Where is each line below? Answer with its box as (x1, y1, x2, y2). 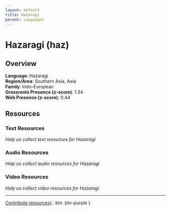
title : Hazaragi (5, 12, 40, 17)
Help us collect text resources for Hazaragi (5, 136, 96, 143)
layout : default (5, 7, 40, 13)
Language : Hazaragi (5, 73, 48, 79)
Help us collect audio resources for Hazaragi (5, 160, 100, 167)
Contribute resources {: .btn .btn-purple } (5, 200, 91, 206)
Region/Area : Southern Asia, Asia (5, 78, 76, 84)
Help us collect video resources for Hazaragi (5, 185, 99, 191)
